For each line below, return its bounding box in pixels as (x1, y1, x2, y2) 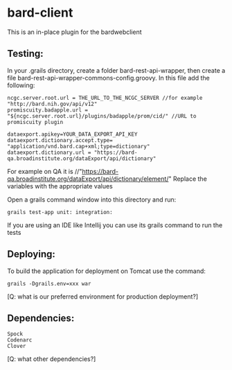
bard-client (7, 5, 73, 21)
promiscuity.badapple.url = (7, 106, 89, 114)
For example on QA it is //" (7, 167, 82, 175)
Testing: (7, 48, 44, 60)
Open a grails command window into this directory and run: (7, 195, 177, 204)
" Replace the (168, 175, 208, 183)
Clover (7, 343, 26, 350)
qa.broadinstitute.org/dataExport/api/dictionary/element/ (7, 175, 169, 183)
